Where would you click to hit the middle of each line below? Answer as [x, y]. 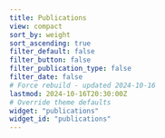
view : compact [36, 26]
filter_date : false [46, 77]
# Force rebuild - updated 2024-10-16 [82, 85]
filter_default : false [52, 52]
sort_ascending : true [50, 43]
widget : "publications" [54, 111]
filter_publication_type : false [70, 69]
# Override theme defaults [60, 102]
